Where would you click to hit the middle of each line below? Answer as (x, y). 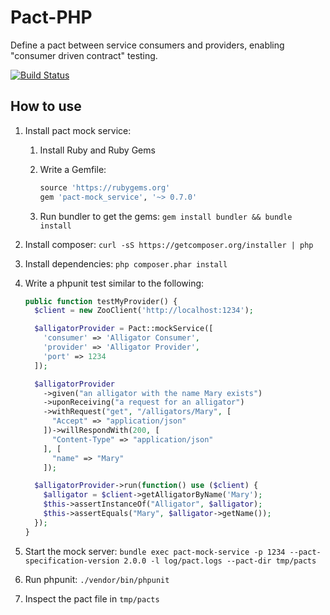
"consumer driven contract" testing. (84, 55)
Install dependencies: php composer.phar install (126, 263)
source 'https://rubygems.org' (105, 187)
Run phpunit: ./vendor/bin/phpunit (97, 579)
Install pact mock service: (78, 130)
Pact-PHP (51, 17)
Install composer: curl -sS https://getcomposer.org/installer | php (169, 244)
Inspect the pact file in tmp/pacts (92, 598)
